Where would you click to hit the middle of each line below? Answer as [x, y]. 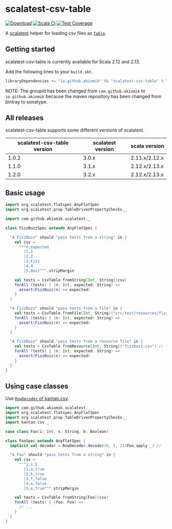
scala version [147, 146]
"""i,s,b [28, 465]
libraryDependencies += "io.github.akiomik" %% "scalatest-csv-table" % [84, 81]
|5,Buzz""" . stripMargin [49, 271]
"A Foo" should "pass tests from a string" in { [63, 455]
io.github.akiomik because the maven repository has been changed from [83, 96]
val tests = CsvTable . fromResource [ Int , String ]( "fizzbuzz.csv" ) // [89, 346]
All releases [25, 118]
